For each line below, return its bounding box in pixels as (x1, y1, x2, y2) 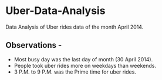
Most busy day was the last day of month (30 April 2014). (14, 55, 153, 62)
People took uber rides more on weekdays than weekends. (14, 62, 157, 69)
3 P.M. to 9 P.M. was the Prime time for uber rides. (14, 68, 136, 75)
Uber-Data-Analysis (5, 4, 106, 18)
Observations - (5, 40, 62, 50)
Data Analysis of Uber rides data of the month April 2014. (5, 23, 144, 30)
